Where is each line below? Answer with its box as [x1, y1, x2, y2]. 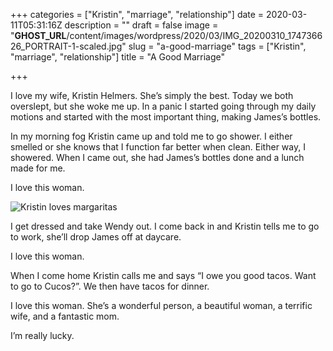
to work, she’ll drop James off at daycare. [10, 231, 182, 243]
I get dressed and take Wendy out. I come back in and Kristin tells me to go [10, 220, 320, 232]
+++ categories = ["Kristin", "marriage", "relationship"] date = [10, 9, 265, 20]
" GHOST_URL [10, 30, 67, 41]
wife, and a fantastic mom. [10, 310, 120, 322]
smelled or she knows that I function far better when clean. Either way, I [10, 141, 306, 153]
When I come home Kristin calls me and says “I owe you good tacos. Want [10, 270, 317, 281]
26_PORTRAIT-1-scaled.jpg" [10, 40, 127, 52]
